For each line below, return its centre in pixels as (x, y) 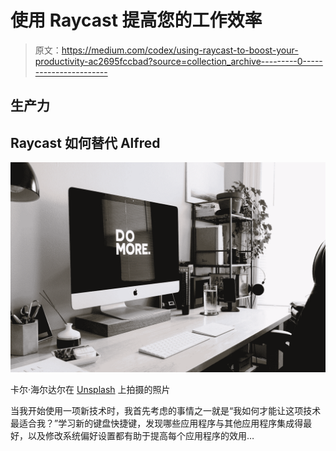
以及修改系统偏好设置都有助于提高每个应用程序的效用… (141, 435)
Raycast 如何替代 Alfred (85, 142)
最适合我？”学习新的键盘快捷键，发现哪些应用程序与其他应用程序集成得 (157, 423)
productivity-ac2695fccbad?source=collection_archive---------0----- (178, 61)
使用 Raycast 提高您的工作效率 (136, 20)
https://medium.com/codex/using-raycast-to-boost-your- (180, 50)
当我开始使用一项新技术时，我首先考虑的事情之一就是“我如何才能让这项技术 (166, 410)
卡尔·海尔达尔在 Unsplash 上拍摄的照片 (90, 389)
